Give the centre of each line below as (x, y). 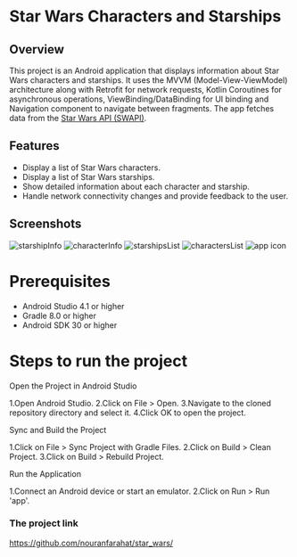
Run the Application (45, 473)
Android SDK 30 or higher (70, 325)
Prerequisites (60, 281)
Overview (37, 49)
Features (34, 146)
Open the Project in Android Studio (73, 386)
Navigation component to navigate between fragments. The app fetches (142, 108)
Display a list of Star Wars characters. (91, 168)
